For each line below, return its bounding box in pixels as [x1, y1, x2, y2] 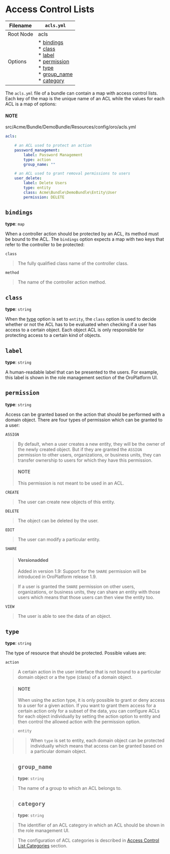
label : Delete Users [23, 181, 67, 186]
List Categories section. [17, 842, 67, 848]
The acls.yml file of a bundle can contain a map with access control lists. [5, 90, 158, 96]
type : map [5, 221, 25, 227]
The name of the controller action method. [17, 279, 107, 286]
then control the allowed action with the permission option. [17, 719, 141, 725]
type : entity [23, 185, 51, 190]
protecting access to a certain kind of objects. [5, 332, 101, 338]
